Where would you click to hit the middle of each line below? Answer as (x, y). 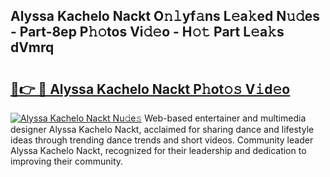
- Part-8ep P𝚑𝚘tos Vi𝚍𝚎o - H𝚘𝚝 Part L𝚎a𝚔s (147, 32)
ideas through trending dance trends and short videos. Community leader (162, 140)
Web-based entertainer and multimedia (225, 118)
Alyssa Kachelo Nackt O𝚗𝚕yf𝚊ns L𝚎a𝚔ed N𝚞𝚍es (165, 16)
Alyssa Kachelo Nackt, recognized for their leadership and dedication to (158, 150)
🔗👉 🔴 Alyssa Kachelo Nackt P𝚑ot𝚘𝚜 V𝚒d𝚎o (150, 89)
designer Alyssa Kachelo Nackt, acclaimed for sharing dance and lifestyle (162, 129)
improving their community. (67, 161)
